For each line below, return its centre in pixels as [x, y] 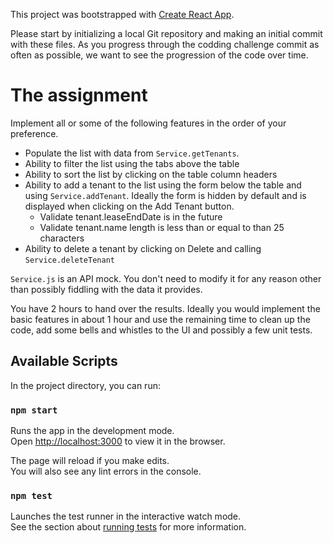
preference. [34, 133]
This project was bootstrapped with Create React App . [122, 14]
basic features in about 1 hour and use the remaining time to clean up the [160, 319]
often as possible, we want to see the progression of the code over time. [159, 55]
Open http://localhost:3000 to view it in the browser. [118, 441]
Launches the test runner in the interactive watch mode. [126, 516]
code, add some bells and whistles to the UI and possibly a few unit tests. [161, 330]
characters [62, 238]
